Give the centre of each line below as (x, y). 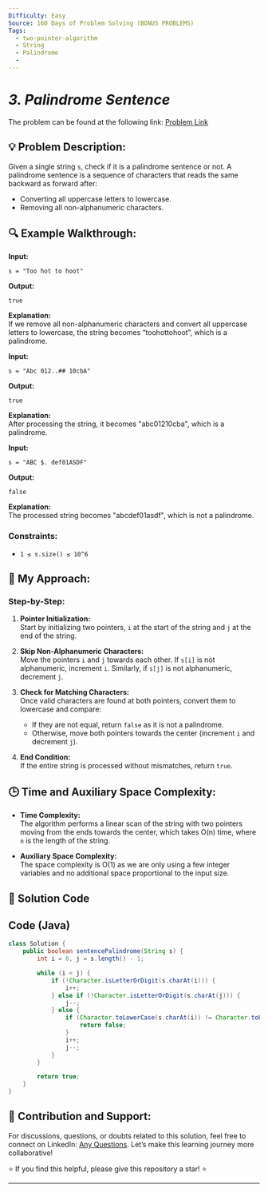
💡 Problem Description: (67, 148)
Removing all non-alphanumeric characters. (92, 207)
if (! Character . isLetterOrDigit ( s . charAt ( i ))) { (133, 980)
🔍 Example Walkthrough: (73, 234)
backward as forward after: (53, 183)
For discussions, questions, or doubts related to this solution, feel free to (127, 1135)
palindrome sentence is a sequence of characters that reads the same (124, 175)
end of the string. (48, 636)
